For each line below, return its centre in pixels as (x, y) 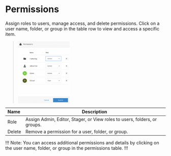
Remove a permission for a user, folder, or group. (77, 131)
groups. (33, 125)
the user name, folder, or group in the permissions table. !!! (67, 148)
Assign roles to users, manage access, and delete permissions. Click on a (82, 23)
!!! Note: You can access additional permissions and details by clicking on (82, 143)
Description (94, 112)
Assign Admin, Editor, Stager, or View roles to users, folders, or (91, 119)
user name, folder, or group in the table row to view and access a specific (82, 28)
